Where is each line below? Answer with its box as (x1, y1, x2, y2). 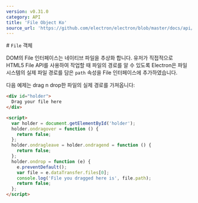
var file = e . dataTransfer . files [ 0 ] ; (16, 169, 110, 175)
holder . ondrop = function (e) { (11, 158, 91, 165)
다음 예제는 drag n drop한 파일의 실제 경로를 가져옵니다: (6, 82, 136, 89)
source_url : (6, 25, 35, 31)
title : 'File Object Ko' (6, 19, 67, 25)
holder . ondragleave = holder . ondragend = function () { (11, 142, 151, 148)
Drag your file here (11, 99, 62, 105)
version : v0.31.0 (6, 8, 49, 15)
